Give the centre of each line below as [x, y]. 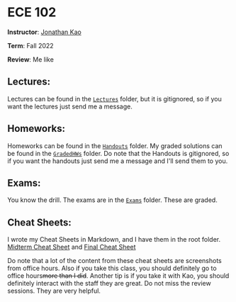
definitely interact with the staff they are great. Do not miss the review [109, 284]
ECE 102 [32, 12]
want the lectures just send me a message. [70, 106]
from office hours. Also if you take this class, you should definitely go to [112, 268]
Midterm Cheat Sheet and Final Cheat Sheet [72, 247]
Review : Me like [31, 59]
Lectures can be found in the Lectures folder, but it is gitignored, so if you [114, 99]
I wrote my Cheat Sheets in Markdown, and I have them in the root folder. [114, 240]
